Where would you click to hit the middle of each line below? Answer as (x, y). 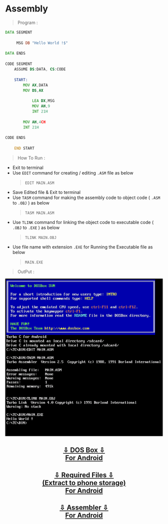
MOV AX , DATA (36, 85)
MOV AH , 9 (41, 106)
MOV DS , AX (33, 90)
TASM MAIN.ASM (39, 213)
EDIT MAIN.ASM (39, 183)
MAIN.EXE (34, 262)
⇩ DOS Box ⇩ (84, 450)
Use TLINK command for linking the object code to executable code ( (83, 222)
